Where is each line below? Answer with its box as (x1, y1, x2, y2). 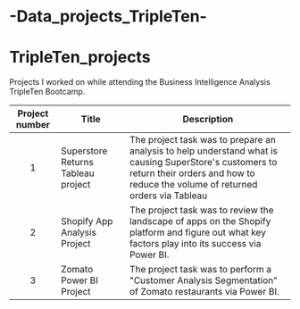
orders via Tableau (129, 189, 208, 202)
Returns (61, 156, 94, 169)
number (15, 119, 51, 131)
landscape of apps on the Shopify (129, 215, 271, 228)
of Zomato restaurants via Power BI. (129, 286, 279, 298)
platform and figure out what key (129, 226, 266, 238)
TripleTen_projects (9, 47, 151, 68)
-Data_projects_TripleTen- (9, 6, 207, 27)
